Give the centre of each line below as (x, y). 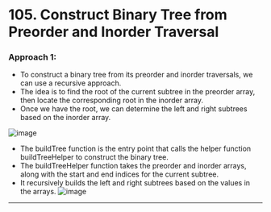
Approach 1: (32, 57)
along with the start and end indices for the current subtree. (119, 174)
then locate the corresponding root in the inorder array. (112, 100)
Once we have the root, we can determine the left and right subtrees (133, 109)
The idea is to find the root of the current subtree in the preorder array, (138, 92)
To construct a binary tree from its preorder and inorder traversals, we (136, 75)
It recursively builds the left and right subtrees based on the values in (135, 183)
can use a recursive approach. (71, 83)
